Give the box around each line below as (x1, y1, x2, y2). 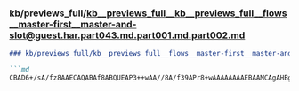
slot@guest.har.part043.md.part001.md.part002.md (9, 29, 246, 42)
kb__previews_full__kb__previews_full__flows (85, 7, 287, 19)
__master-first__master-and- (9, 18, 137, 30)
